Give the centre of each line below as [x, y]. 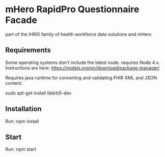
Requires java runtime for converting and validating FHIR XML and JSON [81, 78]
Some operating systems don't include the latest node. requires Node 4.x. [83, 62]
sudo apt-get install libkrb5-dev [38, 93]
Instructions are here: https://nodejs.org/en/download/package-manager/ [82, 68]
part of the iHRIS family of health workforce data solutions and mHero [78, 34]
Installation [23, 109]
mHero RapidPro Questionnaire [72, 9]
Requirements [28, 50]
